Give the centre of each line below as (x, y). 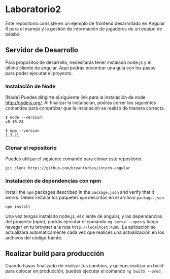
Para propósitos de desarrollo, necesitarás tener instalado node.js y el (78, 62)
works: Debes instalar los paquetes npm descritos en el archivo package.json (84, 197)
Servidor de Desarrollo (42, 50)
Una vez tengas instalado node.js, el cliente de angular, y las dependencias (84, 216)
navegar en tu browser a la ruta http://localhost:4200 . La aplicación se (81, 227)
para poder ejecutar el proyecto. (39, 73)
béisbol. (13, 34)
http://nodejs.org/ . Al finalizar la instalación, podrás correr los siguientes (81, 103)
